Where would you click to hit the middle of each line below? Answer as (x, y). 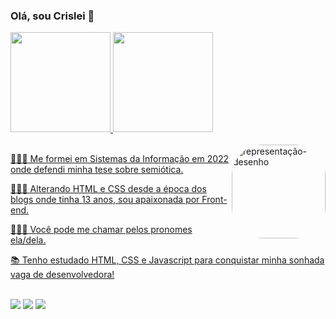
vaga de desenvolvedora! (62, 275)
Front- (214, 200)
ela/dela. (28, 240)
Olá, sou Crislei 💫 (52, 16)
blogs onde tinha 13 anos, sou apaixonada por (105, 200)
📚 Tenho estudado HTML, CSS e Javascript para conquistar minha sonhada (167, 260)
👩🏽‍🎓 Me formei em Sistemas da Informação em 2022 (120, 159)
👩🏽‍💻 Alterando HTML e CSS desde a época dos (108, 189)
